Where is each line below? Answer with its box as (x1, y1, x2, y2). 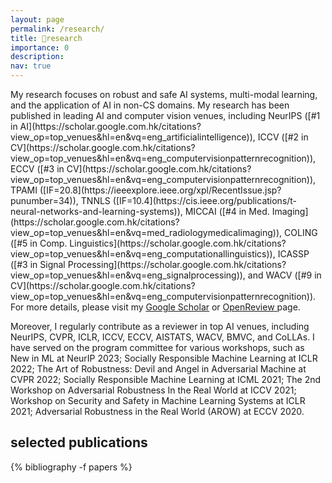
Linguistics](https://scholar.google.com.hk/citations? (69, 237, 287, 249)
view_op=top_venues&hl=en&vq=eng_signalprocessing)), (10, 269, 246, 281)
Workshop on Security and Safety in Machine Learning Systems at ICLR (10, 395, 306, 406)
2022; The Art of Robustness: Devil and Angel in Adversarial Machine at (10, 363, 307, 375)
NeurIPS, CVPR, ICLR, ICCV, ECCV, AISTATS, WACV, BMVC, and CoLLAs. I (10, 331, 315, 343)
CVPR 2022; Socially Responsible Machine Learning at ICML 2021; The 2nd (10, 374, 322, 385)
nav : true (10, 61, 52, 71)
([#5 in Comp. (10, 237, 68, 249)
